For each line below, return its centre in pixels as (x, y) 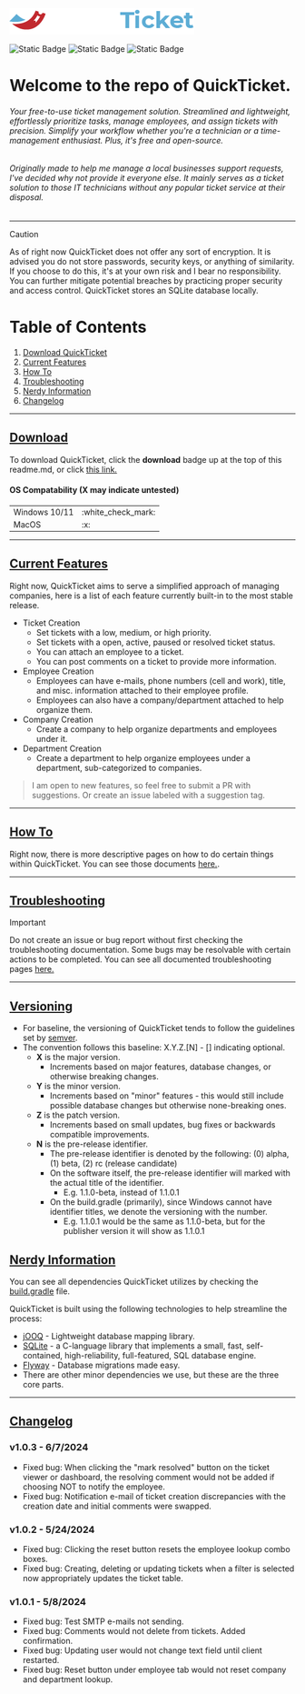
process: (26, 1318)
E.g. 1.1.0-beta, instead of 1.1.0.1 (121, 1193)
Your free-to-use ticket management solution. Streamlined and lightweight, (150, 111)
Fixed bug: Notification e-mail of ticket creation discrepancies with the (154, 1496)
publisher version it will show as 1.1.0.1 (134, 1231)
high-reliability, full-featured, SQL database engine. (161, 1356)
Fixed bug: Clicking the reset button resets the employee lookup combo (156, 1549)
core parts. (43, 1385)
